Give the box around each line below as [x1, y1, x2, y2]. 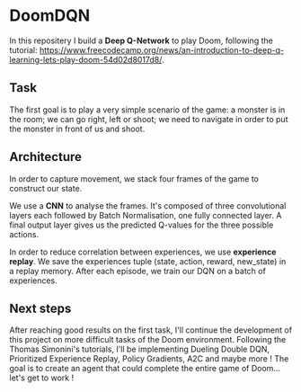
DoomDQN [9, 5, 91, 26]
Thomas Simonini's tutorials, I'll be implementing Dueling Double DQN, [9, 343, 270, 355]
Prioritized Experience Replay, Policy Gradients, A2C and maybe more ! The [9, 353, 289, 364]
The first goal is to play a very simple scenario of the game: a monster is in [9, 104, 286, 115]
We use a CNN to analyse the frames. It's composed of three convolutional [9, 200, 287, 211]
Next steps [9, 300, 72, 316]
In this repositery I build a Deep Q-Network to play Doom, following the [9, 35, 274, 46]
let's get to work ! [9, 372, 75, 383]
